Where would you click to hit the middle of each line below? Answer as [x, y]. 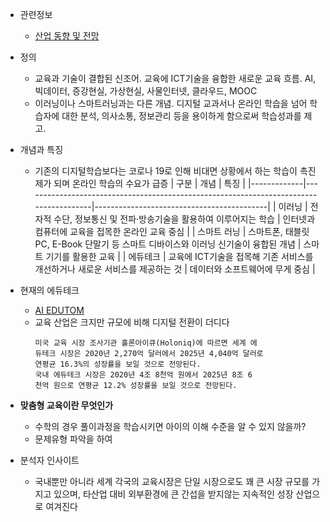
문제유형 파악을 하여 [73, 439]
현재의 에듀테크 [49, 290]
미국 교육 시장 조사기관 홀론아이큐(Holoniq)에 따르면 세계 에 [146, 343]
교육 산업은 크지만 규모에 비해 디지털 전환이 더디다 [132, 322]
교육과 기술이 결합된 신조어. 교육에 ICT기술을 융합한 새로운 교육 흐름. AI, [175, 78]
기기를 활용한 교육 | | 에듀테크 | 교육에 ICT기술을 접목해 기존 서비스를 [179, 256]
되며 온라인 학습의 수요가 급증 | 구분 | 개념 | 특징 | [149, 183]
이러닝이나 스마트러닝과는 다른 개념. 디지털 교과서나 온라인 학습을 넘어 [171, 103]
